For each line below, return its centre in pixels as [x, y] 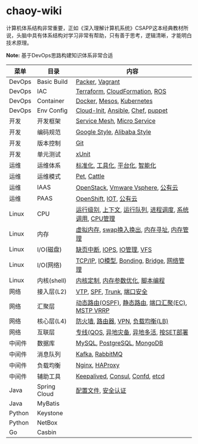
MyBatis [49, 403]
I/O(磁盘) [49, 249]
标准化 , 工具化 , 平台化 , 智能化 [116, 165]
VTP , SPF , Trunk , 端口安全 [112, 292]
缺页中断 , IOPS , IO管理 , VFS [114, 249]
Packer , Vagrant [98, 81]
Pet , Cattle [90, 176]
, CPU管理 [101, 218]
